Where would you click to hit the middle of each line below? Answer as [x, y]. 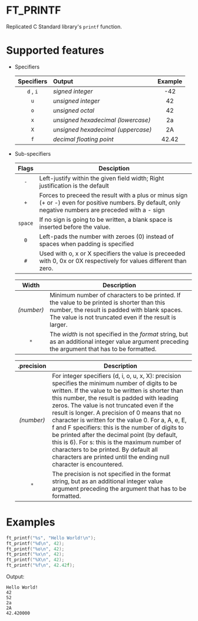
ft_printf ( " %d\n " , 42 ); [35, 543]
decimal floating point [83, 139]
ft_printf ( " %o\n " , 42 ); [35, 549]
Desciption [114, 168]
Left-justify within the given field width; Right [102, 178]
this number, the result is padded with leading [115, 397]
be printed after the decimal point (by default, [115, 435]
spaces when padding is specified [87, 244]
